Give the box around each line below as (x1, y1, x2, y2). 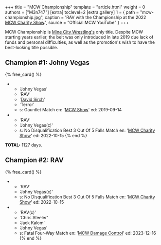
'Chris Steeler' (19, 214, 49, 220)
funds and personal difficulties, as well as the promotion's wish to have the (5, 39, 155, 45)
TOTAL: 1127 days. (5, 142, 42, 148)
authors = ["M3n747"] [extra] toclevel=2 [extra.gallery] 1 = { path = (5, 9, 140, 15)
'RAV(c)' (19, 209, 36, 215)
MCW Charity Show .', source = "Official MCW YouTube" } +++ (5, 19, 129, 25)
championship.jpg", (5, 15, 44, 20)
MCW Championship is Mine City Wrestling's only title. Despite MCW (5, 29, 143, 35)
